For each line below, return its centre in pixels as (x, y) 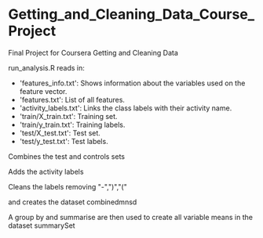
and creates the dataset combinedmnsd (73, 202)
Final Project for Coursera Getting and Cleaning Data (93, 52)
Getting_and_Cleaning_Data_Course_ (131, 14)
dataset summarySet (42, 225)
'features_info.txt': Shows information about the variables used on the (132, 83)
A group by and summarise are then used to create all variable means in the (131, 217)
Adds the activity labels (46, 171)
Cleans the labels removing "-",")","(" (68, 186)
